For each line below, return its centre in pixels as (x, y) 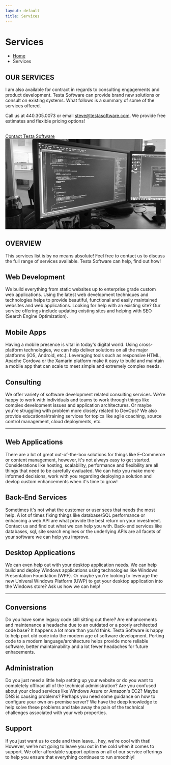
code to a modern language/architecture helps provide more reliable (77, 641)
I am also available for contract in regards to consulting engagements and (82, 90)
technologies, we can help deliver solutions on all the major (86, 350)
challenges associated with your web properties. (56, 713)
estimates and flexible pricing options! (45, 121)
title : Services (22, 16)
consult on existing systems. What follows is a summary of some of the (80, 100)
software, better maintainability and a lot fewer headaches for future (77, 646)
